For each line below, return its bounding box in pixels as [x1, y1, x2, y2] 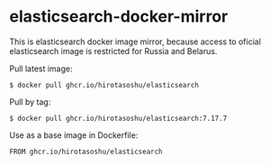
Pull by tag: [9, 96, 51, 107]
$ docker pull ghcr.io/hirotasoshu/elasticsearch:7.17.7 [9, 114, 228, 123]
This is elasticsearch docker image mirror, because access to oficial [9, 36, 261, 47]
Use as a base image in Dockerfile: [9, 129, 139, 141]
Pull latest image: [9, 63, 73, 74]
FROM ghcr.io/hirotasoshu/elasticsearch [9, 147, 164, 156]
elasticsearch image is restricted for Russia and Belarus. [9, 45, 218, 56]
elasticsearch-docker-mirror [9, 6, 229, 27]
